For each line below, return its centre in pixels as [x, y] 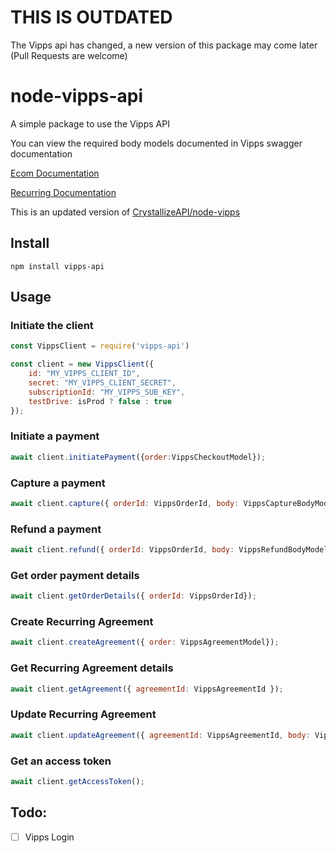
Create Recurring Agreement [82, 622]
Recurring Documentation [63, 192]
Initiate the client [52, 325]
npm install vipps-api [57, 266]
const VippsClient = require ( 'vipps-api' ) [100, 346]
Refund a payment [56, 529]
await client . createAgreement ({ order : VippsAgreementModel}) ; [145, 642]
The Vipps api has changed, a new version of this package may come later [164, 45]
